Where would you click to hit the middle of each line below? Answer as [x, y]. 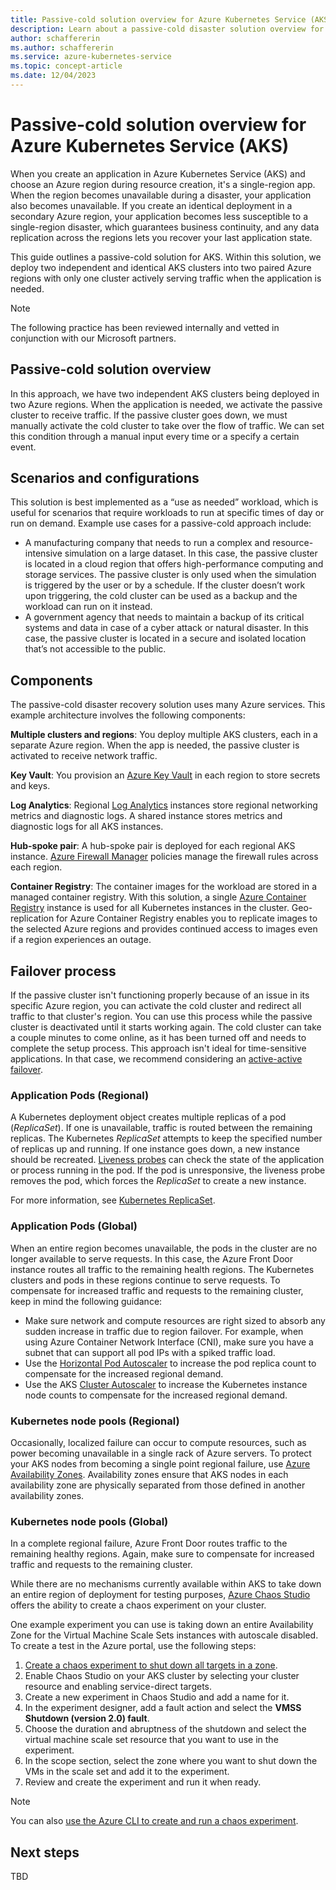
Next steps [45, 1852]
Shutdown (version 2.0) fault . [87, 1718]
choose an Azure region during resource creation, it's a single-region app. [163, 184]
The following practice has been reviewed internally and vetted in [145, 327]
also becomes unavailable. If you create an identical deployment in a [151, 205]
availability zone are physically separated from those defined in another [158, 1485]
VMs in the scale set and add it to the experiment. [127, 1772]
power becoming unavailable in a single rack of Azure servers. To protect [161, 1453]
